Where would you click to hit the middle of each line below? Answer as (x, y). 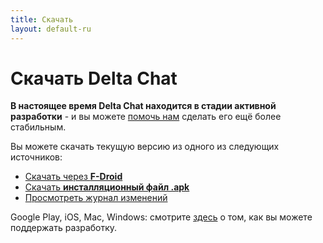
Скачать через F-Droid (73, 177)
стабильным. (38, 127)
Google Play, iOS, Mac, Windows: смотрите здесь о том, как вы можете (161, 217)
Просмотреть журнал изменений (96, 198)
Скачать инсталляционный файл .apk (107, 187)
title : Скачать (42, 19)
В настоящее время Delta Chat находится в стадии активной (143, 106)
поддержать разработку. (64, 228)
